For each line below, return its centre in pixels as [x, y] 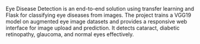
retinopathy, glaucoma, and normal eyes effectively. [70, 34]
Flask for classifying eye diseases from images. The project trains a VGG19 [98, 15]
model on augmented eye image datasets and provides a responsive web [96, 21]
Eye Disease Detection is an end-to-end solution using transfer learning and [100, 9]
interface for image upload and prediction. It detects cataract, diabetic [93, 28]
